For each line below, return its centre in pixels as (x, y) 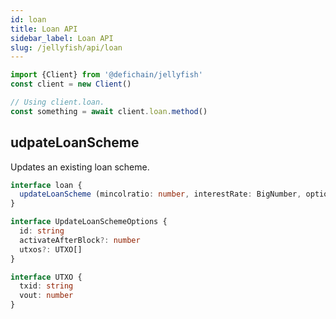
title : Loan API (44, 29)
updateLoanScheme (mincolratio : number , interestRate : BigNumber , (160, 194)
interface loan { (46, 185)
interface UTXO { (46, 277)
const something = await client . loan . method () (109, 111)
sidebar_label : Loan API (62, 38)
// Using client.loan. (57, 102)
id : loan (28, 19)
